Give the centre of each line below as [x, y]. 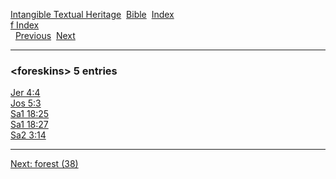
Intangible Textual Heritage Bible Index [92, 14]
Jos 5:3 [26, 103]
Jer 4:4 [25, 93]
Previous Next [45, 35]
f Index [25, 25]
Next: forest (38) [44, 164]
